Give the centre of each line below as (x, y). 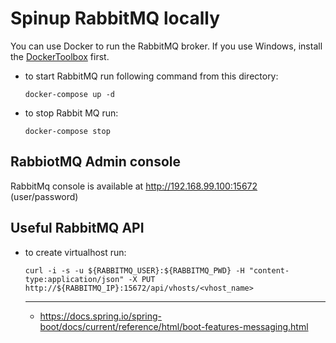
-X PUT (142, 279)
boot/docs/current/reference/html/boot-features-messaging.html (174, 326)
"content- (269, 270)
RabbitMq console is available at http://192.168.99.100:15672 (134, 186)
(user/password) (44, 196)
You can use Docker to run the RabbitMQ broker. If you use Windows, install (166, 46)
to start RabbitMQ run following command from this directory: (151, 76)
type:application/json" (74, 279)
